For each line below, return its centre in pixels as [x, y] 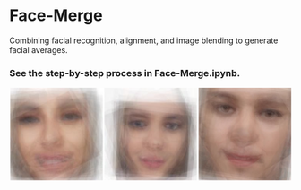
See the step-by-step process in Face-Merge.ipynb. [125, 73]
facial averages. [39, 49]
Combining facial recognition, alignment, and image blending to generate [144, 40]
